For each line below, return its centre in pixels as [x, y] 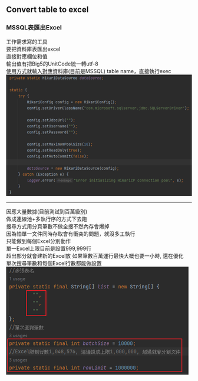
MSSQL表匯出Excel [34, 28]
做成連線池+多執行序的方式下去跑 [47, 219]
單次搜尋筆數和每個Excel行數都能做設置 [54, 263]
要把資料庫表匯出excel [33, 49]
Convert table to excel [47, 10]
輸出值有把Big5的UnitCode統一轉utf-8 [52, 64]
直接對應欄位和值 [27, 56]
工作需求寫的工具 [27, 41]
